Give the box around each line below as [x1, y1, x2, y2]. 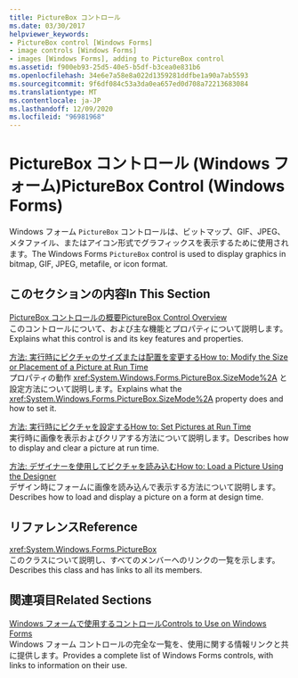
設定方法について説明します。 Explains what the [9, 383, 182, 393]
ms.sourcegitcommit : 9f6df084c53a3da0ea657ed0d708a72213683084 [9, 79, 249, 88]
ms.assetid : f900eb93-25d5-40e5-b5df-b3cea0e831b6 [9, 63, 201, 72]
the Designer [9, 470, 57, 482]
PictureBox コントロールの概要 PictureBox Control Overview [9, 311, 228, 322]
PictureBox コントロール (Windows [9, 153, 270, 174]
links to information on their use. [9, 659, 127, 670]
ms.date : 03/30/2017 [9, 21, 86, 30]
